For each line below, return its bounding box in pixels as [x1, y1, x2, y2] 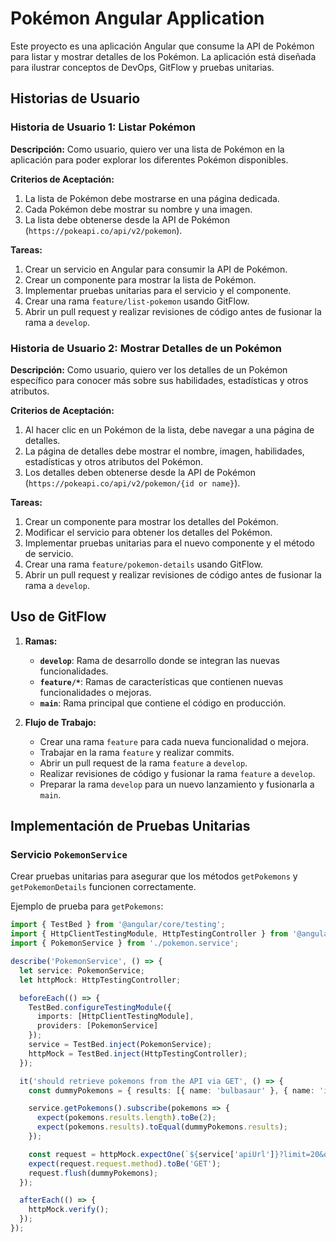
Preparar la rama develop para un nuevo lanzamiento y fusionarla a [39, 778, 315, 790]
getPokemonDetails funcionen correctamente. [10, 881, 197, 893]
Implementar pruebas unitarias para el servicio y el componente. [24, 284, 292, 296]
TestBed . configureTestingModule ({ [28, 1002, 172, 1012]
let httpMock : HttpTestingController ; [19, 975, 182, 985]
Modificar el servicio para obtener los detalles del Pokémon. [24, 526, 273, 538]
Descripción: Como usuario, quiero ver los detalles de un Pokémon [10, 363, 288, 376]
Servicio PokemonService [10, 848, 128, 862]
